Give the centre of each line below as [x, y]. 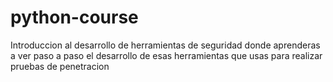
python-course [74, 17]
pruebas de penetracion [60, 66]
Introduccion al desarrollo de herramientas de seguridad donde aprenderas [165, 45]
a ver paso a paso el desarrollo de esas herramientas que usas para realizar [166, 55]
